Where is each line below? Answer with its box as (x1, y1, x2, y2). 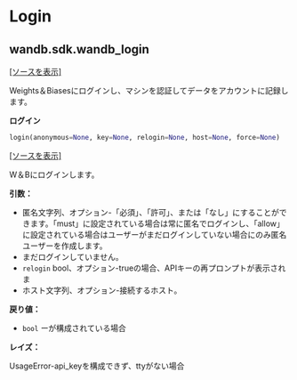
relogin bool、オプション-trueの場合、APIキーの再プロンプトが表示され (21, 263, 286, 273)
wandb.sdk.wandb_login (9, 42, 149, 57)
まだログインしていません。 (21, 251, 124, 262)
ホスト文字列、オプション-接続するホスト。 (21, 285, 182, 295)
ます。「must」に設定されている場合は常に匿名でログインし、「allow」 (29, 218, 285, 229)
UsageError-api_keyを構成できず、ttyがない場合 (9, 360, 185, 371)
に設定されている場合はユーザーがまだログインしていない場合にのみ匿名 (21, 229, 287, 239)
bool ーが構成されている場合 (21, 322, 126, 333)
